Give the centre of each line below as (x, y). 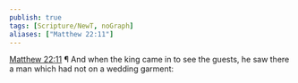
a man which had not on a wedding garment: (92, 69)
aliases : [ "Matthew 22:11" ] (62, 34)
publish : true (36, 17)
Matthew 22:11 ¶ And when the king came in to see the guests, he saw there (149, 60)
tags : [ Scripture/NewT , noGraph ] (72, 26)
